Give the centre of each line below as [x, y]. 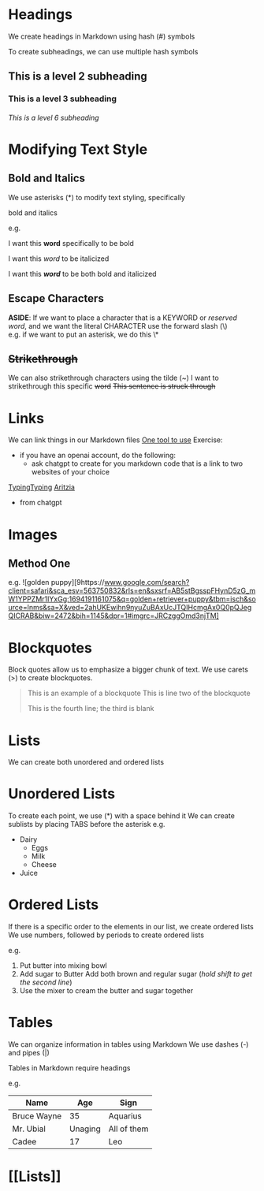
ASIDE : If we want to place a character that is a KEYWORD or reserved [123, 318]
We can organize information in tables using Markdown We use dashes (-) [128, 1044]
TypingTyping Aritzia [41, 487]
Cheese [44, 865]
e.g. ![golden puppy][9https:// [56, 582]
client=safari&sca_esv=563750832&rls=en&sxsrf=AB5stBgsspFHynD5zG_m [132, 591]
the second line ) [46, 982]
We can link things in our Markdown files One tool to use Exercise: [115, 440]
